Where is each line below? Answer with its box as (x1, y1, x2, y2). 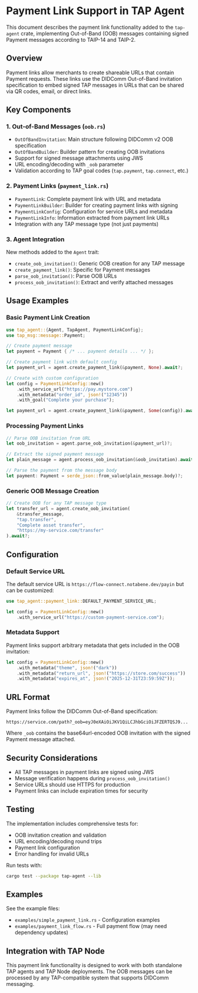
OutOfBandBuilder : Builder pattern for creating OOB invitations (14, 149, 165, 156)
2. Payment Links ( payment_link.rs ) (6, 182, 109, 190)
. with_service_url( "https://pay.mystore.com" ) (16, 386, 133, 392)
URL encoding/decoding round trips (14, 837, 102, 844)
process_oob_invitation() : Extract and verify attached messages (14, 279, 174, 286)
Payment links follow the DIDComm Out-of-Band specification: (6, 708, 158, 715)
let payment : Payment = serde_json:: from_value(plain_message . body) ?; (6, 473, 183, 479)
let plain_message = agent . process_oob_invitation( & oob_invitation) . (6, 457, 181, 463)
